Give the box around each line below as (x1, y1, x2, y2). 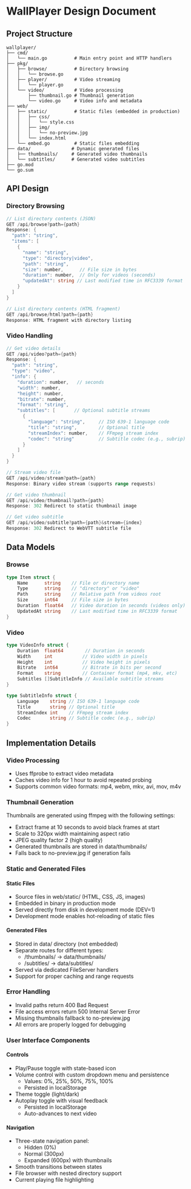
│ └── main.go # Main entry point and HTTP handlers (6, 55, 172, 61)
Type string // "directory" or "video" (17, 585, 139, 591)
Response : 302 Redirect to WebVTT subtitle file (6, 525, 132, 532)
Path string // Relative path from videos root (17, 591, 162, 598)
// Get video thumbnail (6, 492, 67, 498)
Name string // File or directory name (17, 580, 139, 586)
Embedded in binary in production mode (15, 899, 116, 907)
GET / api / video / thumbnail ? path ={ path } (6, 497, 104, 503)
